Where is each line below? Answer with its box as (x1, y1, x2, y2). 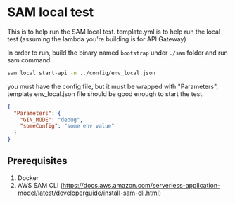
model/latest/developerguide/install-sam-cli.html (17, 189, 160, 197)
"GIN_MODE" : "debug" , (20, 116, 83, 123)
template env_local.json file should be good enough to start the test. (7, 89, 204, 98)
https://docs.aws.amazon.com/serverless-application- (62, 181, 221, 189)
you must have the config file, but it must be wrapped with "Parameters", (7, 82, 219, 90)
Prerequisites (7, 155, 68, 167)
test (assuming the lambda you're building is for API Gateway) (7, 34, 186, 43)
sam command (7, 55, 51, 64)
